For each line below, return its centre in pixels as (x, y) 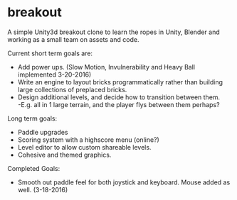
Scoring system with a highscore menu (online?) (89, 140)
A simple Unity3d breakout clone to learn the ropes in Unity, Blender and (114, 32)
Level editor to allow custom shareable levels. (84, 147)
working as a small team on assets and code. (73, 39)
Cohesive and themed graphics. (64, 155)
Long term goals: (32, 118)
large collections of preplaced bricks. (72, 89)
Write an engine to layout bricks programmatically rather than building (120, 82)
